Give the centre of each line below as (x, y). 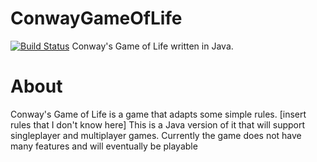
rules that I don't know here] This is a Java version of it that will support (158, 124)
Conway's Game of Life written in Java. (152, 46)
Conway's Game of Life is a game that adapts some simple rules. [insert (158, 114)
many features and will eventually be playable (104, 146)
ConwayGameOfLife (96, 18)
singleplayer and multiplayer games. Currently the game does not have (156, 135)
